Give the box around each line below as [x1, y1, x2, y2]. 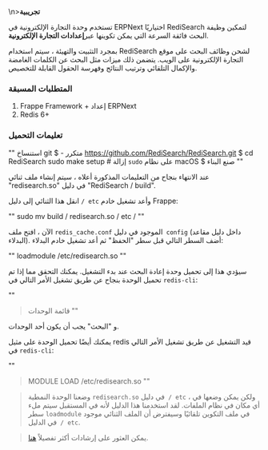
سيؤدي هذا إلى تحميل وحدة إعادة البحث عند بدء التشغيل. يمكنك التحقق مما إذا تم [8, 266, 247, 276]
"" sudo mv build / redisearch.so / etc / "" [8, 211, 145, 221]
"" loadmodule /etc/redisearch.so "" [8, 251, 126, 261]
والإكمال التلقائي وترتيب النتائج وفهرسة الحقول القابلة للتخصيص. [8, 63, 198, 73]
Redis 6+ [19, 110, 50, 119]
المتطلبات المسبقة [8, 83, 73, 94]
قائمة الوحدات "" [27, 305, 78, 315]
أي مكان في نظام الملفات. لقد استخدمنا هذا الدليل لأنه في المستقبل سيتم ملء [27, 400, 260, 410]
